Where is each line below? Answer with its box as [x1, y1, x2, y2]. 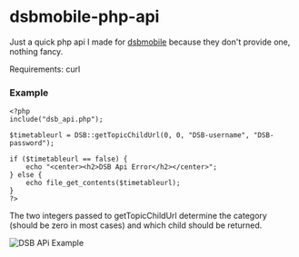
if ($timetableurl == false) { [9, 154, 128, 164]
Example [9, 86, 49, 99]
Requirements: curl [9, 64, 81, 74]
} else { [9, 171, 43, 180]
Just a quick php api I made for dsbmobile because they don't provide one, [9, 36, 291, 47]
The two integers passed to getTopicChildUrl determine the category [9, 211, 268, 222]
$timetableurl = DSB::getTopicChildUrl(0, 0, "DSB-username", [9, 131, 250, 140]
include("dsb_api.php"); [9, 115, 104, 124]
